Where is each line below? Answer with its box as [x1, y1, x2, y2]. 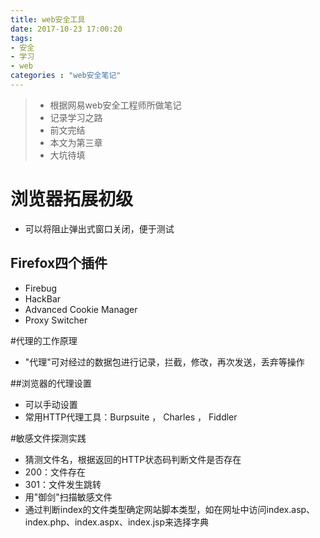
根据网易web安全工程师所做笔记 [49, 99, 182, 111]
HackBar [24, 292, 62, 305]
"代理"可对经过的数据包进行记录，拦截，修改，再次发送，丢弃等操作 [24, 356, 305, 368]
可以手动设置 [24, 398, 78, 410]
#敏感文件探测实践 [10, 432, 87, 444]
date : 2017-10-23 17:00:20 [10, 24, 123, 34]
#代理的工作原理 [10, 334, 78, 346]
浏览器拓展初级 [10, 188, 134, 211]
